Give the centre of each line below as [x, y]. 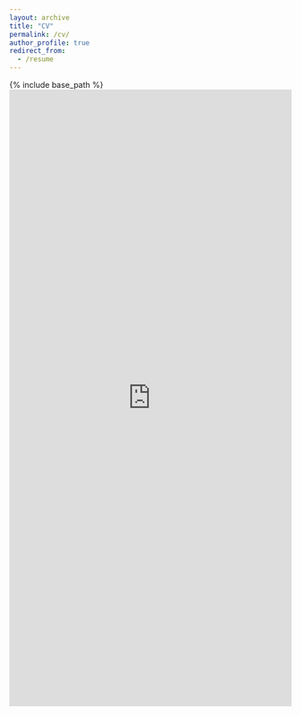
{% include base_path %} [56, 85]
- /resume [35, 59]
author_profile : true [50, 43]
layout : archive [39, 17]
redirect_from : [38, 51]
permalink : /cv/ [39, 34]
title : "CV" [31, 26]
